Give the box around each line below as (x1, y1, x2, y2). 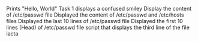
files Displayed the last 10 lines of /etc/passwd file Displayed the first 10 (6, 18, 183, 24)
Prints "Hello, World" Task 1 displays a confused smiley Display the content (6, 5, 192, 12)
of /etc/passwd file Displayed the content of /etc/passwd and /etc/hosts (6, 11, 184, 18)
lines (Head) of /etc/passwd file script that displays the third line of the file (6, 24, 190, 31)
